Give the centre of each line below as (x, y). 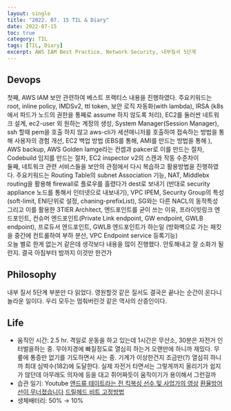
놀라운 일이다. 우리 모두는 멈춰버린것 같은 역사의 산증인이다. (87, 301)
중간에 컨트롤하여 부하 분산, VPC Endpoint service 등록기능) (96, 235)
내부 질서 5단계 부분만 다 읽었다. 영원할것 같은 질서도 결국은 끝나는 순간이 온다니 (114, 292)
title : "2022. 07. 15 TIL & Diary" (58, 20)
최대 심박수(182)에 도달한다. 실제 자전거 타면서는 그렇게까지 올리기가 (116, 366)
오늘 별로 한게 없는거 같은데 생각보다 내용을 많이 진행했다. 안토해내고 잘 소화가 (112, 244)
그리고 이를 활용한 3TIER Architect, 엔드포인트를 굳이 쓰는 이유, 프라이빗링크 (110, 209)
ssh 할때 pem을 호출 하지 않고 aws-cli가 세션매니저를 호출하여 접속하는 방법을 (112, 132)
